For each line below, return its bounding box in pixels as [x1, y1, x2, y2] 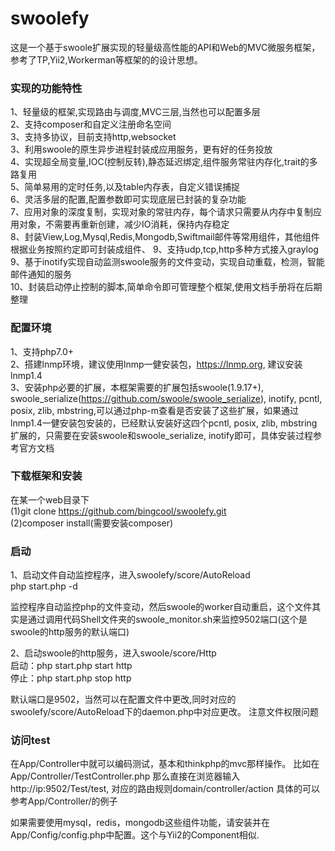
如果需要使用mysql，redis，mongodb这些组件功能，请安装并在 [10, 817, 270, 829]
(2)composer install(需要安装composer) [10, 517, 174, 529]
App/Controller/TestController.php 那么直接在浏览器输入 [10, 770, 241, 782]
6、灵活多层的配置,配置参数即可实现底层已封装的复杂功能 [10, 193, 247, 206]
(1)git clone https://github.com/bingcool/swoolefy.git [10, 505, 227, 517]
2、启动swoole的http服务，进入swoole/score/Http [10, 647, 217, 659]
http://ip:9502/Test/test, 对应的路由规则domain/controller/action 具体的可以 [10, 783, 320, 795]
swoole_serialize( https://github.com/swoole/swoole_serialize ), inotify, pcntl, [10, 392, 323, 404]
